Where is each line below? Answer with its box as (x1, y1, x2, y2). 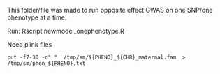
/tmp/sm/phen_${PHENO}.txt (7, 60, 86, 67)
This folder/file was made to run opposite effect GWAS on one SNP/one (7, 6, 213, 14)
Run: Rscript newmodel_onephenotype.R (7, 27, 124, 35)
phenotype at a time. (7, 13, 67, 22)
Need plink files (7, 40, 52, 48)
